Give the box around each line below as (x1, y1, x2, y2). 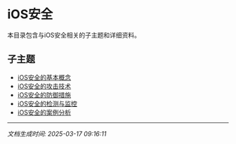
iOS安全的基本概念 (17, 73, 72, 81)
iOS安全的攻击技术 (17, 82, 72, 90)
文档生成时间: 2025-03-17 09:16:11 (7, 129, 107, 138)
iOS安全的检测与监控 (17, 99, 77, 108)
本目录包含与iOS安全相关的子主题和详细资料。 (7, 31, 141, 39)
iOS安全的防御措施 (17, 90, 72, 99)
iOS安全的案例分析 (17, 108, 72, 116)
